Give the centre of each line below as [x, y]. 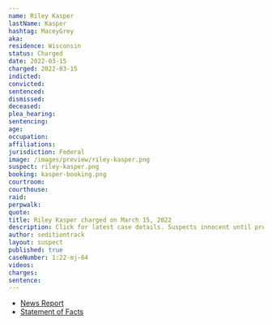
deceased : [25, 106]
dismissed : [27, 99]
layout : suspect [36, 243]
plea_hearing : [32, 114]
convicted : [27, 84]
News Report [42, 303]
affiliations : [32, 144]
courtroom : [27, 182]
